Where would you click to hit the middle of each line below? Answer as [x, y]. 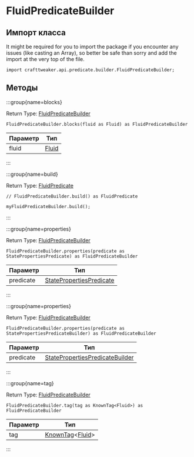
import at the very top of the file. [45, 59]
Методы [22, 88]
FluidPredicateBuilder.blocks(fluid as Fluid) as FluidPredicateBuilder [97, 124]
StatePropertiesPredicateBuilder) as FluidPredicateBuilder [81, 333]
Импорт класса [36, 33]
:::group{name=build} [32, 174]
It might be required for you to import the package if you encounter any [92, 46]
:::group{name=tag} [30, 383]
